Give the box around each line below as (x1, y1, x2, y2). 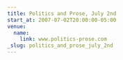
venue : (7, 23, 26, 30)
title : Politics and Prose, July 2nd (7, 10, 117, 17)
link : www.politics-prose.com (19, 36, 108, 43)
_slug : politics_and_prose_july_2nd (7, 42, 113, 49)
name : (13, 29, 30, 37)
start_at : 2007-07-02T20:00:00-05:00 (7, 17, 117, 23)
